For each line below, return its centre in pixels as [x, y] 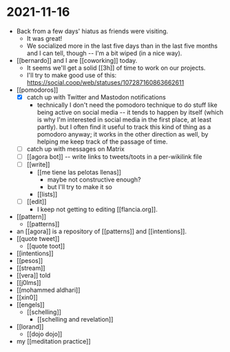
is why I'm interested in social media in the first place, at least [124, 119]
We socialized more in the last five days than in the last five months [122, 46]
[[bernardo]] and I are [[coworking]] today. [77, 60]
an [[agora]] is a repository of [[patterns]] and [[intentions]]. [102, 231]
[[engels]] [31, 305]
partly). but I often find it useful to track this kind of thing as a [124, 127]
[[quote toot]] [46, 246]
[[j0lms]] [29, 283]
